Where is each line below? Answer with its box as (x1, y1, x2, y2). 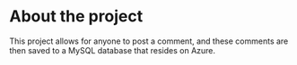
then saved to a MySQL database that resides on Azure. (9, 45, 216, 55)
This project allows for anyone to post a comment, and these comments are (9, 36, 289, 46)
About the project (9, 6, 144, 27)
